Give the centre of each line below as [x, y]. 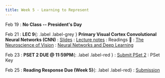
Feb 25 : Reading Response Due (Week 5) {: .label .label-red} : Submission [82, 70]
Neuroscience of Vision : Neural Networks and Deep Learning [69, 45]
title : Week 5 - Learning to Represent [47, 10]
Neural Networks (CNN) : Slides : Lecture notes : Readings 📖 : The [74, 40]
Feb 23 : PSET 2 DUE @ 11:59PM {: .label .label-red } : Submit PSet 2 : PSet [82, 55]
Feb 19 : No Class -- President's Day [44, 24]
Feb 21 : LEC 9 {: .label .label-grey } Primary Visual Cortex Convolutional [81, 34]
